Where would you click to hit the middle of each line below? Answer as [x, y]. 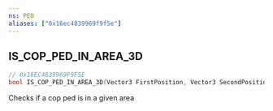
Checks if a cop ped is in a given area [71, 98]
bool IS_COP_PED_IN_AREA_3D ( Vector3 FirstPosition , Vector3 [113, 83]
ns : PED [22, 16]
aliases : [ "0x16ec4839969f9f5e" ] [65, 23]
